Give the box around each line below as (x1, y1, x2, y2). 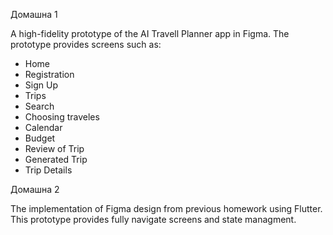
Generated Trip (24, 154, 88, 165)
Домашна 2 (10, 184, 60, 195)
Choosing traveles (24, 111, 100, 123)
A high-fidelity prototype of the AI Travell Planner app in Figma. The (10, 28, 290, 39)
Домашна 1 (10, 9, 58, 20)
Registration (24, 69, 75, 80)
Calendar (24, 122, 63, 133)
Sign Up (24, 79, 58, 91)
